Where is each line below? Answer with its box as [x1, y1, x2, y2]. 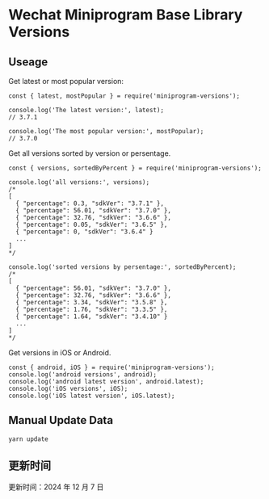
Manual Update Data [8, 413, 114, 427]
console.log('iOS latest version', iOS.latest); [8, 392, 175, 400]
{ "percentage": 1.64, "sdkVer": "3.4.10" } [15, 312, 168, 321]
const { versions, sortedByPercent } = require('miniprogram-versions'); [8, 164, 263, 172]
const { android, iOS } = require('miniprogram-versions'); [8, 363, 216, 371]
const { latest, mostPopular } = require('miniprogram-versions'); [8, 92, 241, 100]
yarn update [8, 434, 48, 443]
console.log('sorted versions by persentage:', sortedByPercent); [8, 263, 237, 271]
